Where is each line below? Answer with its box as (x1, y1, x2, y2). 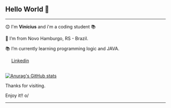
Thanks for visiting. (5, 82, 46, 89)
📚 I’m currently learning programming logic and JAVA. (5, 45, 120, 51)
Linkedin (11, 57, 30, 63)
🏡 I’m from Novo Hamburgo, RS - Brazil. (5, 35, 89, 41)
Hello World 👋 (5, 5, 49, 14)
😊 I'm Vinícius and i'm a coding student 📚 (5, 23, 96, 29)
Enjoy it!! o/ (5, 92, 29, 98)
